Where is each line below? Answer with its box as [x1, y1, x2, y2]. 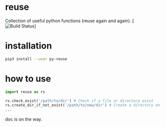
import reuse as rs [5, 89, 45, 95]
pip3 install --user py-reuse [5, 56, 68, 62]
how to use [5, 73, 51, 84]
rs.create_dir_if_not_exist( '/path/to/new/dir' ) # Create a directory [5, 103, 154, 108]
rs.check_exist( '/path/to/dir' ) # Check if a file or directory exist [5, 98, 154, 103]
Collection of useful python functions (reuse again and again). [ [5, 18, 134, 24]
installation [5, 40, 52, 52]
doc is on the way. [5, 116, 42, 122]
